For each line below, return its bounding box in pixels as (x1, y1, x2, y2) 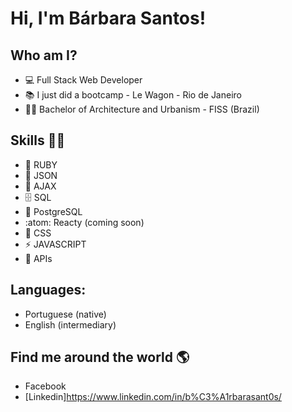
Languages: (10, 282, 87, 299)
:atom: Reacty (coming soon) (24, 216, 145, 228)
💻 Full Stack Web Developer (24, 74, 143, 86)
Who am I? (10, 47, 78, 64)
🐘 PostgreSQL (24, 205, 83, 217)
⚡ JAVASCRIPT (24, 238, 87, 250)
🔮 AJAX (24, 180, 57, 192)
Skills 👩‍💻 (10, 132, 66, 149)
